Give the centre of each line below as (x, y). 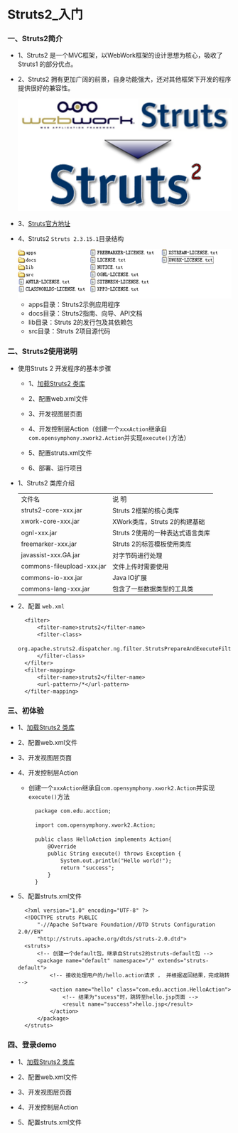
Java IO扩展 (130, 578)
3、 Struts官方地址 (44, 223)
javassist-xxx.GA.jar (50, 555)
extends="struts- (183, 961)
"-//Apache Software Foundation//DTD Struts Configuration (126, 925)
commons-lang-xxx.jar (55, 589)
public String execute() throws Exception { (114, 854)
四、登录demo (32, 1045)
